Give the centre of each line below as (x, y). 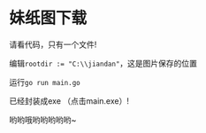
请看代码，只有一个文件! (53, 44)
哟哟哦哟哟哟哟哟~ (43, 120)
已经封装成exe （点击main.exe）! (69, 101)
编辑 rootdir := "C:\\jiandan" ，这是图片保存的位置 (103, 63)
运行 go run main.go (45, 82)
